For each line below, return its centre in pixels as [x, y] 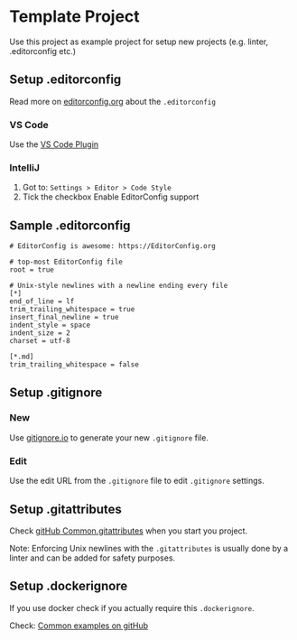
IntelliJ [25, 167]
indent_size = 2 [40, 333]
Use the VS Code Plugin [54, 144]
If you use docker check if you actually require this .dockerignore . [132, 608]
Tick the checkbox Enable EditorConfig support [111, 197]
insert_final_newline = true [64, 318]
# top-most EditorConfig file [66, 262]
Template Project [74, 17]
